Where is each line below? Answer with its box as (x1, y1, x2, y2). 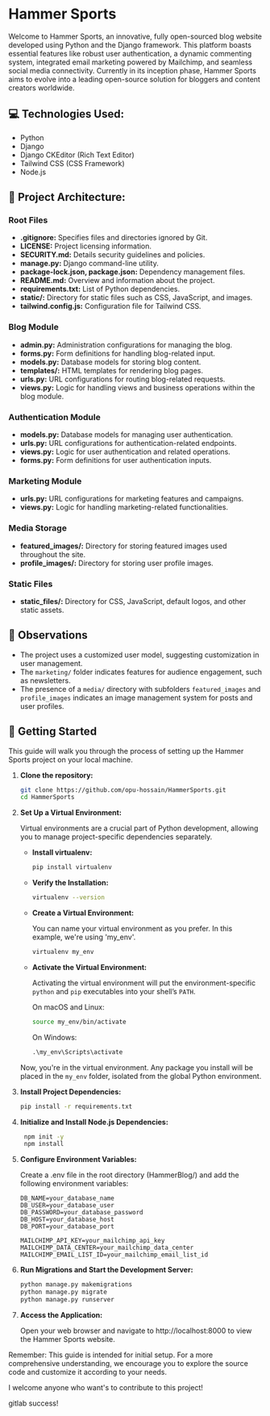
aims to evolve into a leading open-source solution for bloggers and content (8, 74, 260, 84)
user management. (19, 658, 83, 668)
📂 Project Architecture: (8, 190, 127, 204)
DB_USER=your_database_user (19, 1202, 114, 1210)
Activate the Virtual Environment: (31, 962, 147, 972)
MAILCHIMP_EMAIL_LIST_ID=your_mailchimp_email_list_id (19, 1251, 209, 1259)
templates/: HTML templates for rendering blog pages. (19, 365, 204, 375)
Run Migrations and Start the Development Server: (19, 1265, 193, 1275)
